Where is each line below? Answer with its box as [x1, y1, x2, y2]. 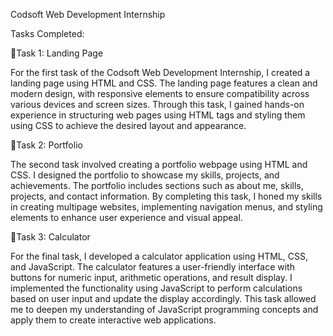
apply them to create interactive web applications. [10, 314, 217, 326]
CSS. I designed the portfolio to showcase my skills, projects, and [10, 169, 280, 181]
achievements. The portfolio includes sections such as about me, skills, [10, 180, 304, 191]
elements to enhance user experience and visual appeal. [10, 212, 243, 223]
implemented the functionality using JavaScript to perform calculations [10, 282, 303, 294]
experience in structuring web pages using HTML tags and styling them [10, 109, 306, 121]
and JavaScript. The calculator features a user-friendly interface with [10, 261, 295, 273]
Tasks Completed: [10, 28, 85, 39]
